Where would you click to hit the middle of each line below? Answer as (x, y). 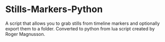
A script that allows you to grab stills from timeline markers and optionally (82, 23)
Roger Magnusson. (25, 34)
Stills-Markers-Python (54, 9)
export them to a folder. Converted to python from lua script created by (80, 28)
